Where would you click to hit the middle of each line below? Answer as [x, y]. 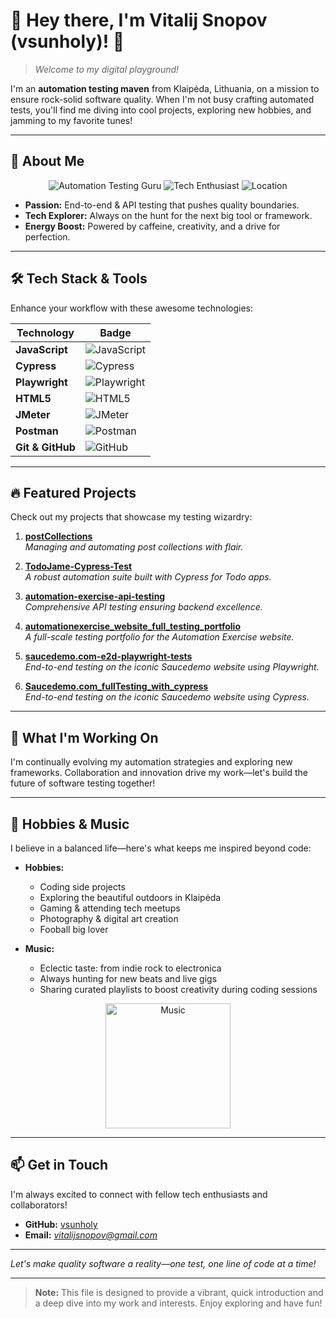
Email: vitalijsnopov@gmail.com [91, 1235]
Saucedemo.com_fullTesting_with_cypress [116, 686]
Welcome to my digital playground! [107, 69]
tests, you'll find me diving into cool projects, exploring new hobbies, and [161, 110]
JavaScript [41, 349]
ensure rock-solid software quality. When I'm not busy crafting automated [162, 99]
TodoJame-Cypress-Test [78, 566]
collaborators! [39, 1205]
